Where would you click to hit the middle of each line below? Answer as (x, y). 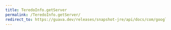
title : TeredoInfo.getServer (36, 10)
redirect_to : (19, 19)
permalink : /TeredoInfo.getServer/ (43, 15)
